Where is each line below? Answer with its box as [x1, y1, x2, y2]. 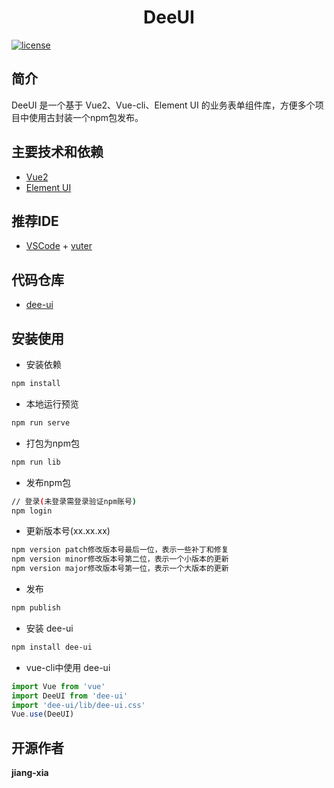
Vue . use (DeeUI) [11, 709, 75, 720]
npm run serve [11, 417, 71, 428]
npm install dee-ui [11, 642, 93, 652]
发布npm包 [25, 476, 71, 488]
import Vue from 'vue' [11, 681, 106, 691]
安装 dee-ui [25, 622, 74, 634]
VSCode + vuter [25, 240, 93, 252]
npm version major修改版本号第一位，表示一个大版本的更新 [11, 564, 229, 574]
